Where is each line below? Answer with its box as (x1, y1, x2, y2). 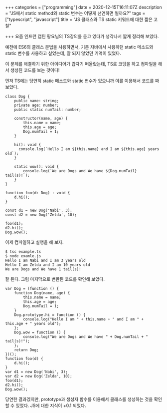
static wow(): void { (14, 164, 59, 169)
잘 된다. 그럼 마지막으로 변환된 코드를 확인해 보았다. (5, 276, 105, 282)
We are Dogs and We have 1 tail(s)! (5, 267, 81, 272)
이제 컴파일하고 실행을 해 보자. (5, 239, 64, 245)
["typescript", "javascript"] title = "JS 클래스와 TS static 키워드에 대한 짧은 (5, 17, 153, 22)
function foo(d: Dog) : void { (5, 190, 70, 195)
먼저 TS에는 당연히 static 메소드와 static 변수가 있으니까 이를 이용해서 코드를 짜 (5, 78, 160, 84)
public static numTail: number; (14, 107, 81, 112)
